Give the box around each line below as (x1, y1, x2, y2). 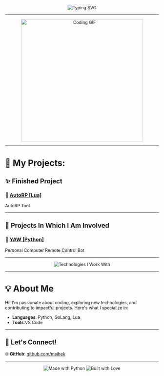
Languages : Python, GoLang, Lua (12, 314, 81, 320)
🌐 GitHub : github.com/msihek (5, 351, 66, 357)
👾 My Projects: (5, 157, 65, 169)
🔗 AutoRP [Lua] (5, 192, 42, 199)
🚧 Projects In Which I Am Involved (5, 221, 110, 230)
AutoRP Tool (5, 202, 30, 208)
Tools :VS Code (12, 319, 43, 325)
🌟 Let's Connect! (5, 338, 57, 346)
